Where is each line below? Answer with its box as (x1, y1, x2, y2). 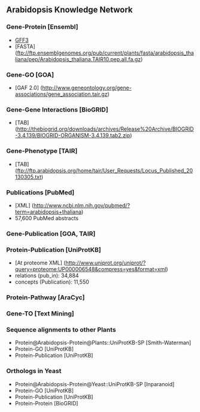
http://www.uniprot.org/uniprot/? (65, 259, 146, 266)
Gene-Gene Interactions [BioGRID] (6, 105, 109, 113)
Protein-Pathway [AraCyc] (6, 293, 85, 302)
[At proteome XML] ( (14, 259, 66, 266)
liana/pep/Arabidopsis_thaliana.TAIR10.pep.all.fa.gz (14, 55, 141, 62)
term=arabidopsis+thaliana (14, 208, 82, 215)
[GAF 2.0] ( (14, 84, 43, 91)
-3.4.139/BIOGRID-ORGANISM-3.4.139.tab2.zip (14, 132, 131, 139)
